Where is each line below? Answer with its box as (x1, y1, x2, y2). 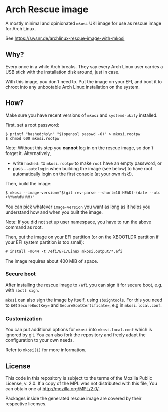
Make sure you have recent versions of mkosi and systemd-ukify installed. (5, 112, 158, 118)
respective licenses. (5, 400, 47, 407)
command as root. (5, 224, 43, 230)
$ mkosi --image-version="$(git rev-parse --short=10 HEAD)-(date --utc (5, 190, 161, 195)
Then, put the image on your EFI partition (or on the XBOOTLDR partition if (5, 234, 159, 240)
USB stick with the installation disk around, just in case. (5, 69, 120, 75)
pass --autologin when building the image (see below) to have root (12, 165, 152, 171)
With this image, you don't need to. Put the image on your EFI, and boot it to (5, 78, 162, 84)
